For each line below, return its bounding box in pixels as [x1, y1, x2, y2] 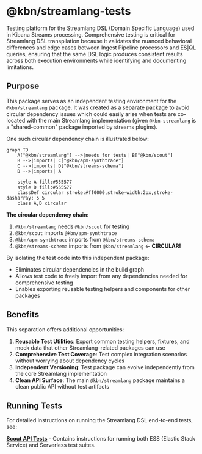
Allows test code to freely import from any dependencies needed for [15, 272, 188, 279]
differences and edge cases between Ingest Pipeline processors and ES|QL [6, 44, 197, 51]
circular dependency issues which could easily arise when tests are [6, 110, 176, 117]
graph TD [6, 146, 29, 153]
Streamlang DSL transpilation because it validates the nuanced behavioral [6, 37, 192, 45]
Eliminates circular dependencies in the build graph [15, 265, 145, 273]
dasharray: [6, 195, 34, 201]
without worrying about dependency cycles [15, 357, 125, 364]
